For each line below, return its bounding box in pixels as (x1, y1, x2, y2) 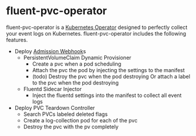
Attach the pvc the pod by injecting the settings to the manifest (32, 66, 185, 73)
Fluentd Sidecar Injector (23, 85, 82, 92)
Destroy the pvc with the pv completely (23, 123, 119, 130)
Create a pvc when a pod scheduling (32, 60, 122, 67)
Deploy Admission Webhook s (14, 47, 87, 54)
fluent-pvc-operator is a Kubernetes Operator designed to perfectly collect (6, 24, 188, 31)
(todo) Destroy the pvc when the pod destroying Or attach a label (32, 73, 190, 80)
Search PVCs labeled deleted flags (23, 111, 108, 118)
